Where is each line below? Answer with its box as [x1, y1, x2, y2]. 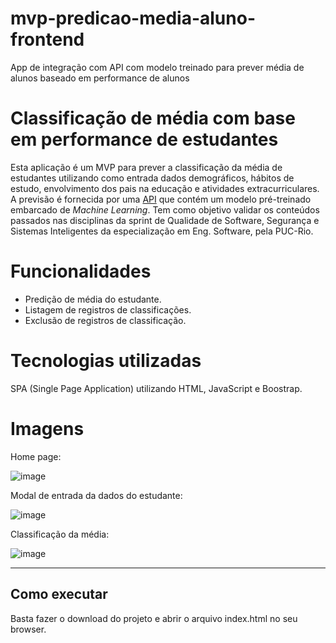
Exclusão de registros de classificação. [24, 314, 187, 326]
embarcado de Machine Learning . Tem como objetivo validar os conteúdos [10, 203, 320, 216]
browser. [10, 623, 47, 635]
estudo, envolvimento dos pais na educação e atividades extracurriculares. [10, 182, 320, 194]
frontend [10, 28, 85, 51]
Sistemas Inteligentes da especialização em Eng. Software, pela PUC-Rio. [10, 225, 314, 237]
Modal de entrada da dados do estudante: [10, 489, 183, 501]
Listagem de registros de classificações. [24, 303, 192, 316]
